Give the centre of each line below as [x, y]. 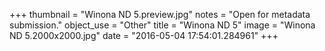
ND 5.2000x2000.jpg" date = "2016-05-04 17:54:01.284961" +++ [144, 35]
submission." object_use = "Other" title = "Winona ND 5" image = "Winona [162, 25]
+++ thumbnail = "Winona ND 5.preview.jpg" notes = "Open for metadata [160, 14]
